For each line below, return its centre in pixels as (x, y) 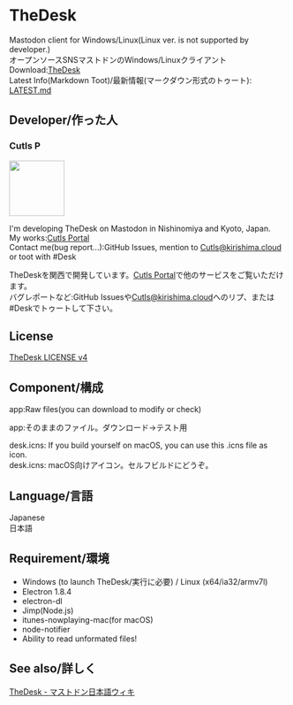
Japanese (27, 517)
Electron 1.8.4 (47, 591)
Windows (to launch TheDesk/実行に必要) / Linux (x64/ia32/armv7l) (145, 581)
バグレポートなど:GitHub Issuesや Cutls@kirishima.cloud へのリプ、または (142, 296)
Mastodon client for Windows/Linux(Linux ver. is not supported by (129, 40)
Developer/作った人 (64, 120)
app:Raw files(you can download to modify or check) (105, 410)
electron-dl (42, 601)
